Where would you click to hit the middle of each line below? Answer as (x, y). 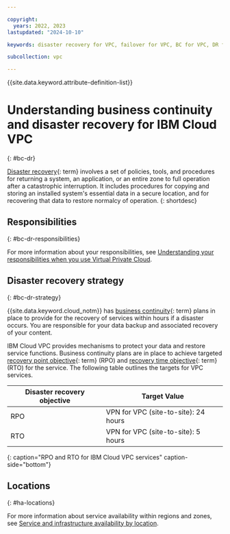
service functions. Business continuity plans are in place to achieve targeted (115, 353)
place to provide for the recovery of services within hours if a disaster (105, 318)
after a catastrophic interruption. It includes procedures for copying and (108, 186)
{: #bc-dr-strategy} (34, 297)
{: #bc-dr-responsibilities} (44, 239)
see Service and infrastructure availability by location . (83, 523)
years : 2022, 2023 (40, 26)
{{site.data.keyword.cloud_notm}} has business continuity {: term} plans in (111, 311)
